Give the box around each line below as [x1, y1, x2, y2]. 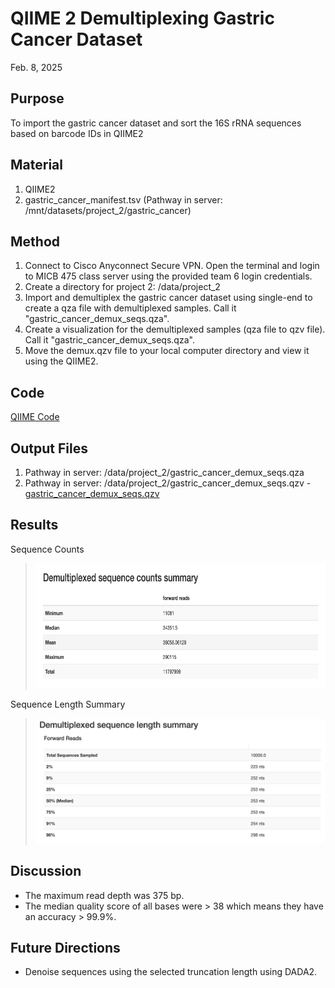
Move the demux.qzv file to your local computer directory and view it [24, 345, 310, 357]
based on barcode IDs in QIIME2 [10, 127, 144, 139]
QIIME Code [10, 411, 60, 423]
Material [10, 157, 63, 174]
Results [10, 517, 59, 534]
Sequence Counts [10, 543, 85, 555]
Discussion [10, 863, 82, 880]
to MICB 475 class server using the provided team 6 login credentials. [24, 270, 313, 282]
